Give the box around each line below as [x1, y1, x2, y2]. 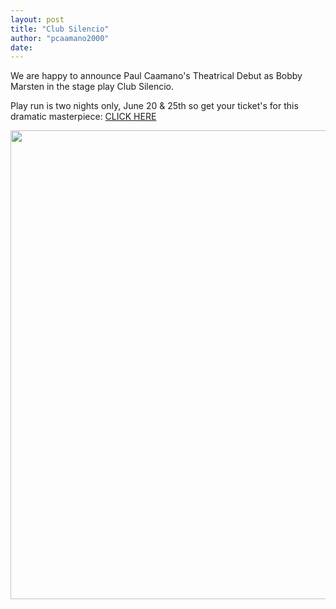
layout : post [10, 14, 65, 25]
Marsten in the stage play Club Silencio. [10, 81, 174, 93]
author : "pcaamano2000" [10, 33, 110, 43]
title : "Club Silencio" [10, 24, 110, 34]
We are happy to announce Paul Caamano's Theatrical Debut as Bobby [10, 70, 303, 82]
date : [10, 42, 33, 53]
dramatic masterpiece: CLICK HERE [10, 111, 157, 123]
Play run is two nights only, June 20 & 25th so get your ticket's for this [10, 100, 299, 112]
